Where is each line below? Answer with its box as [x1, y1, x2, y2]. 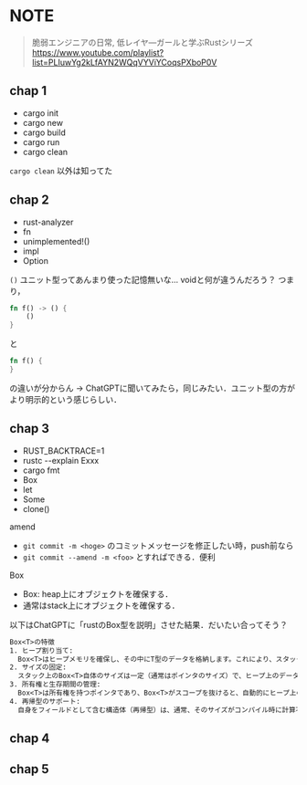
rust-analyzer [22, 216, 74, 227]
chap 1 [9, 83, 48, 99]
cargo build [22, 127, 66, 138]
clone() [22, 503, 50, 514]
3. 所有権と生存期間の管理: [9, 680, 101, 689]
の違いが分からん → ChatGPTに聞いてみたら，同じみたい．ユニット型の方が [9, 382, 295, 393]
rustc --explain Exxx [22, 455, 100, 466]
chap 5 [9, 761, 49, 777]
